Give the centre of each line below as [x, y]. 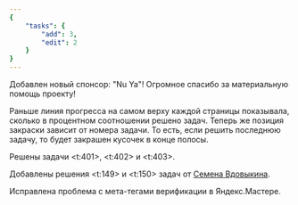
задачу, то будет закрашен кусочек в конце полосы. [109, 139]
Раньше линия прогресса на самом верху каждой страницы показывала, [149, 111]
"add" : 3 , [59, 34]
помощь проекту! [42, 94]
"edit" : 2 [59, 42]
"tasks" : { [46, 26]
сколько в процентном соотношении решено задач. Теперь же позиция [146, 120]
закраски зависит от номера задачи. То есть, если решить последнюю [145, 130]
